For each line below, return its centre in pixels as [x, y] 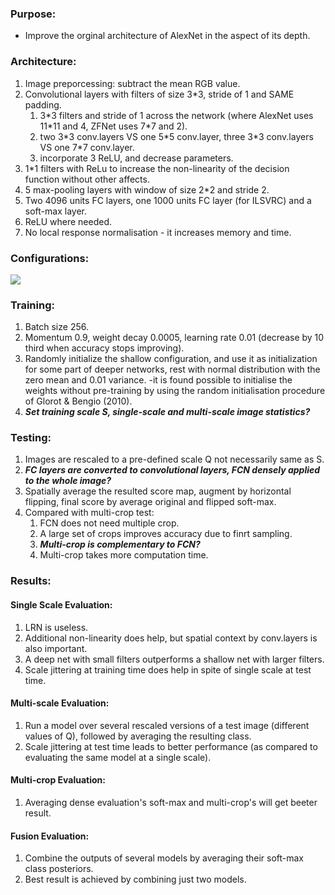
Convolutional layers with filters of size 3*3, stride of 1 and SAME [159, 94]
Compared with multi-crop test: [89, 513]
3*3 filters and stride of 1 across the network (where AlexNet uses [176, 115]
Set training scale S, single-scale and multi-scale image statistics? [167, 412]
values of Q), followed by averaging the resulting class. [138, 736]
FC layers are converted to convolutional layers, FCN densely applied [172, 470]
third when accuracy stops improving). [104, 348]
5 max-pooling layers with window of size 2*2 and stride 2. [147, 189]
